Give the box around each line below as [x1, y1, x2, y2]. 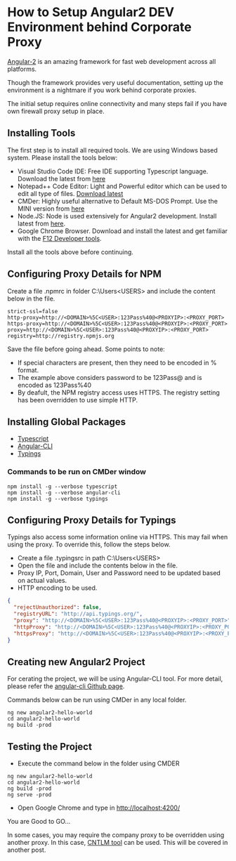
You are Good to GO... [7, 817, 71, 826]
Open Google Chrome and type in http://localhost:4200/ [17, 803, 181, 812]
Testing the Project [7, 740, 93, 752]
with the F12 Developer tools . [17, 234, 102, 242]
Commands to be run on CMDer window [7, 467, 146, 477]
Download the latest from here [17, 174, 106, 183]
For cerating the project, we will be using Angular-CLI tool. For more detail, [7, 675, 223, 683]
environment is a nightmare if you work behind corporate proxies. [7, 86, 197, 94]
